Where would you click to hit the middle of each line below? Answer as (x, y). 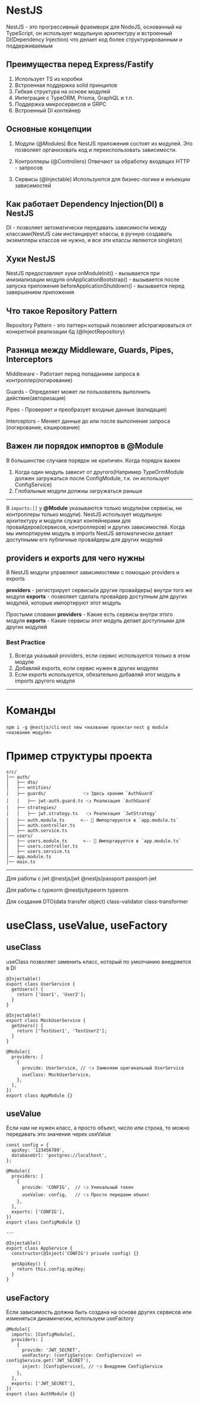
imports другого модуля (45, 681)
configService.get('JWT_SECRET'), (49, 1361)
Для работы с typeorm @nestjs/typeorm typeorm (67, 890)
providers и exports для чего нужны (76, 559)
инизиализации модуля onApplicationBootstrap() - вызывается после (93, 279)
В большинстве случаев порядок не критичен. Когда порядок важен (93, 460)
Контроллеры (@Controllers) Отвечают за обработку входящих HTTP (102, 161)
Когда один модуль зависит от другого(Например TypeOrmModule (99, 472)
